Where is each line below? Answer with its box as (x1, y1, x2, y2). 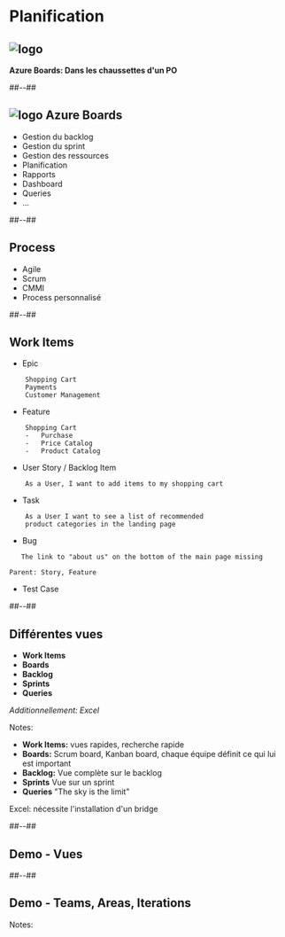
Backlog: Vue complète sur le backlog (21, 768, 162, 778)
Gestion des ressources (21, 150, 109, 160)
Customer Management (25, 391, 101, 400)
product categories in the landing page (25, 520, 176, 529)
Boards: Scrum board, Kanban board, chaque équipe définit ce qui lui (21, 749, 276, 760)
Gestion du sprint (21, 140, 86, 152)
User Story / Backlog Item (21, 463, 117, 473)
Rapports (21, 168, 56, 179)
